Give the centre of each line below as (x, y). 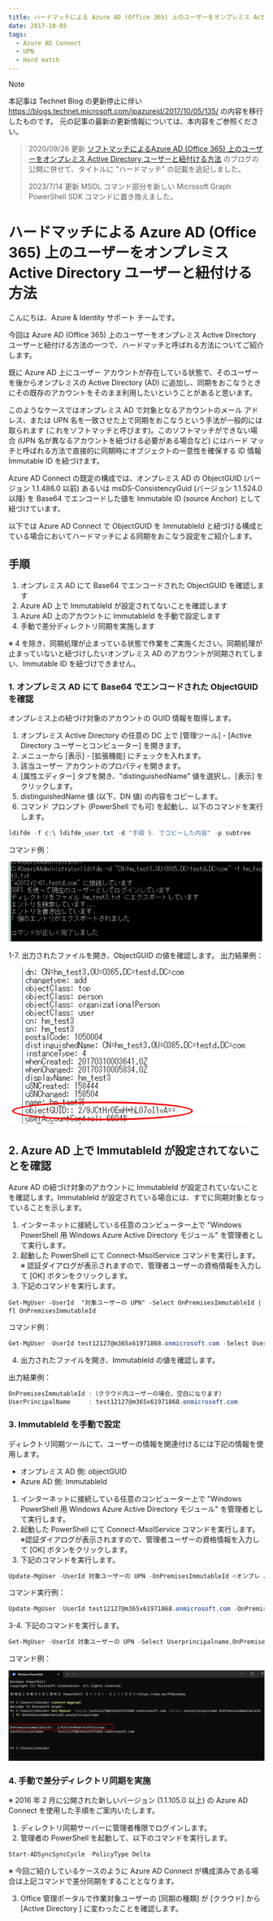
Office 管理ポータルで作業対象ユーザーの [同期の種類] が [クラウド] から (140, 1898)
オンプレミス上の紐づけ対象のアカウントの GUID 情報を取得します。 (122, 718)
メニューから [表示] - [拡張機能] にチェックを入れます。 (113, 756)
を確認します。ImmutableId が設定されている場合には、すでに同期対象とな (133, 1197)
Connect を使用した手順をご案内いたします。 (84, 1810)
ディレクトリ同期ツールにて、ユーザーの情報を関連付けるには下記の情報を (133, 1444)
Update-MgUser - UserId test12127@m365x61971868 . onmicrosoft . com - (123, 1609)
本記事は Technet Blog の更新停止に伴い (75, 101)
